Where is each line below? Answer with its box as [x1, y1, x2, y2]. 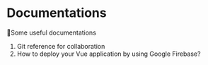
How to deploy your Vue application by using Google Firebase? [16, 49, 201, 58]
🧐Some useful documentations [6, 28, 97, 37]
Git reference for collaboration [16, 42, 105, 50]
